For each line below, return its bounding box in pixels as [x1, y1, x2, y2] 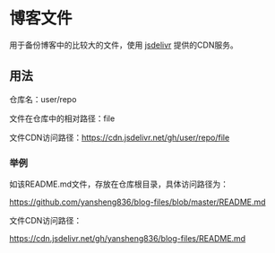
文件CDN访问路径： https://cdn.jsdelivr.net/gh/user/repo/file [9, 132, 230, 143]
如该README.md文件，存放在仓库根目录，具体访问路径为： [9, 179, 229, 189]
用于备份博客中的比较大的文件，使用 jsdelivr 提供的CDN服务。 [9, 39, 239, 50]
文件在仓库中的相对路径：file [9, 113, 116, 124]
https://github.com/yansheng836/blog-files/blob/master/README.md [9, 196, 266, 207]
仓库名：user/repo [9, 93, 77, 104]
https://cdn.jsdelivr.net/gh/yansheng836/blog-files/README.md [9, 233, 246, 244]
